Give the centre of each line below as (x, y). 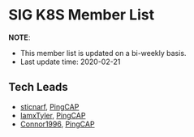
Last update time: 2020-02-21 (70, 62)
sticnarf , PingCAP (50, 106)
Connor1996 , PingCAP (57, 124)
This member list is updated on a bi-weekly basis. (103, 53)
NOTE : (19, 37)
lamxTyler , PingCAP (53, 115)
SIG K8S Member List (82, 15)
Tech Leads (39, 87)
